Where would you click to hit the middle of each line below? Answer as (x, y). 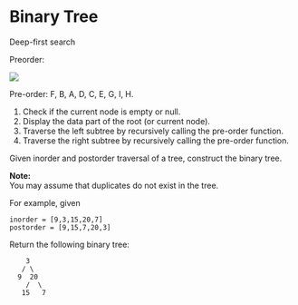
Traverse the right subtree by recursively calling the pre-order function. (156, 140)
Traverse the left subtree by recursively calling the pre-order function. (153, 131)
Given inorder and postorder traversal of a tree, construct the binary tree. (146, 158)
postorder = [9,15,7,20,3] (60, 227)
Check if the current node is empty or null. (101, 112)
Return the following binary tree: (69, 244)
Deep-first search (43, 42)
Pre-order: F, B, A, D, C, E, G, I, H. (72, 93)
